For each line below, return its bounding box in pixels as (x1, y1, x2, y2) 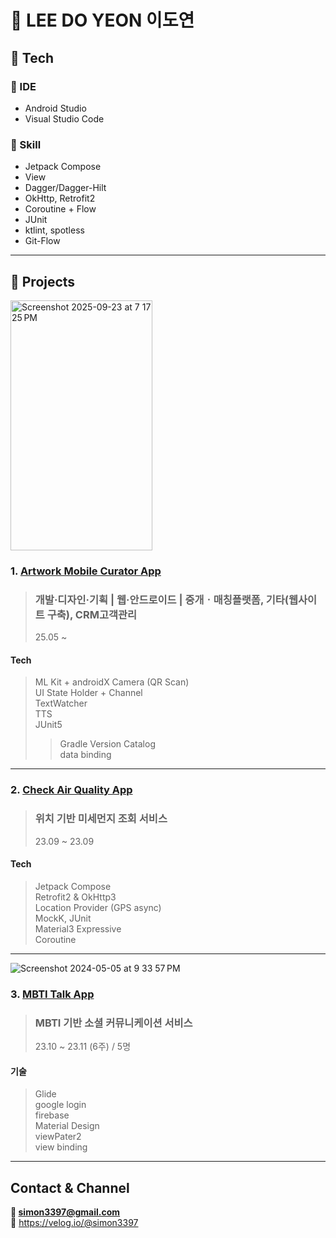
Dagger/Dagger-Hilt (24, 182, 107, 194)
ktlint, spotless (24, 224, 85, 236)
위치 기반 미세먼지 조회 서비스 (34, 812, 168, 826)
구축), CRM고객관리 (46, 607, 138, 621)
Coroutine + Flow (24, 203, 97, 215)
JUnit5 (34, 719, 63, 731)
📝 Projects (10, 273, 76, 290)
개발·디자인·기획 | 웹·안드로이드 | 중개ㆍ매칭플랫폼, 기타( (34, 592, 290, 606)
